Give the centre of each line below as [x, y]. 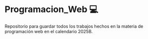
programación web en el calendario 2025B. [49, 31]
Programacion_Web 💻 [51, 10]
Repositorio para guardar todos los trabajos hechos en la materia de [74, 26]
